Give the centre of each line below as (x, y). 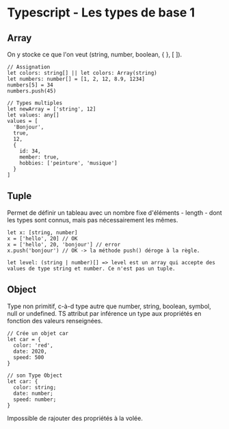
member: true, (39, 157)
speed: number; (35, 399)
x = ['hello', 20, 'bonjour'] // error (64, 244)
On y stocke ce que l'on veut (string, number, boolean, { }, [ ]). (95, 54)
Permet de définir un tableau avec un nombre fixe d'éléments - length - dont (114, 212)
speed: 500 (29, 357)
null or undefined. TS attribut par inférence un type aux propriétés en (104, 313)
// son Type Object (35, 375)
